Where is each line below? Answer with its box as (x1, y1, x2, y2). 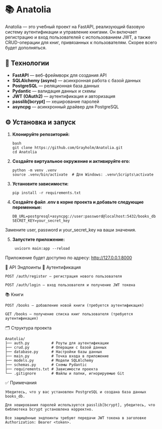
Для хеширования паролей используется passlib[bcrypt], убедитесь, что (5, 402, 155, 407)
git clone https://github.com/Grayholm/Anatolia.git (12, 145, 123, 150)
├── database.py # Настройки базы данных (5, 349, 102, 354)
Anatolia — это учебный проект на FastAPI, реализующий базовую (5, 23, 145, 30)
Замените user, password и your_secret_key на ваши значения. (5, 227, 136, 233)
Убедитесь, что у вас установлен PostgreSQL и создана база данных (5, 389, 147, 394)
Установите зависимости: (12, 181, 69, 187)
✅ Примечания (5, 380, 37, 385)
